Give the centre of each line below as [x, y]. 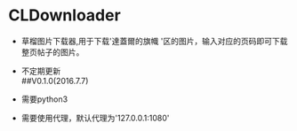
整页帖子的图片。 [52, 52]
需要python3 [44, 99]
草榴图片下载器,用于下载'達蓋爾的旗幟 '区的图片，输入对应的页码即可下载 [154, 41]
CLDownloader [64, 15]
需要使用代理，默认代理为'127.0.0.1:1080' [95, 118]
